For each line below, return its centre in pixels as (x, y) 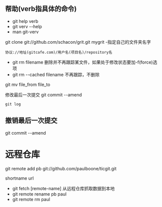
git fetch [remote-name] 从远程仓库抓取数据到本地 (63, 188)
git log (13, 104)
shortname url (19, 178)
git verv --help (27, 26)
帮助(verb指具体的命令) (41, 9)
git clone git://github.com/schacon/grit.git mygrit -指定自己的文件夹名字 (78, 42)
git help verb (25, 21)
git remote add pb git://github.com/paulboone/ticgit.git (61, 168)
